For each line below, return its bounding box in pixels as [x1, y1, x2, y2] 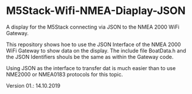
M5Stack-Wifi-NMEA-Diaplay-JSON [6, 4, 186, 18]
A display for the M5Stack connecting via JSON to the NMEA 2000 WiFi [6, 23, 180, 30]
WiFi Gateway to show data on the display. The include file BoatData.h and [6, 47, 187, 54]
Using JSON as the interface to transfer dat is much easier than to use [6, 64, 176, 71]
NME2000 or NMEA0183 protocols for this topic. [6, 71, 123, 78]
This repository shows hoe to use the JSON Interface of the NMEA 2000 [6, 41, 181, 48]
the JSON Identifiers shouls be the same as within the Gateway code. [6, 53, 174, 60]
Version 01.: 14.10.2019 [6, 82, 60, 89]
